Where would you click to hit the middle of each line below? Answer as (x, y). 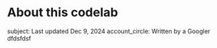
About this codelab (63, 13)
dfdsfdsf (19, 38)
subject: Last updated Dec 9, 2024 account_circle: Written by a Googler (109, 31)
